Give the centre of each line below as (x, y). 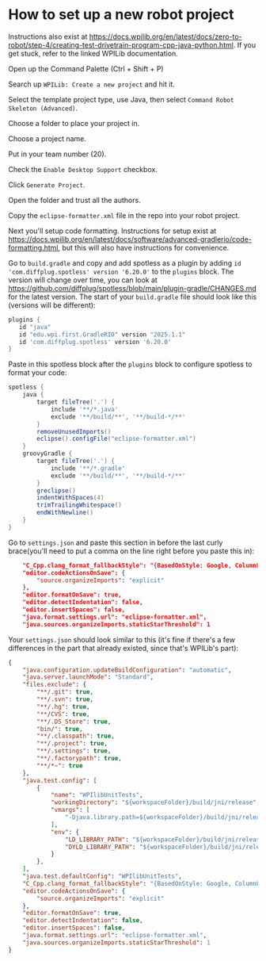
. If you (244, 44)
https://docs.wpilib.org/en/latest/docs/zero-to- (166, 36)
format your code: (38, 373)
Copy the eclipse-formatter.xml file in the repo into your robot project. (124, 215)
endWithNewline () (65, 513)
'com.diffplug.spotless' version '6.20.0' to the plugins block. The (121, 271)
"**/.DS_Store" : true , (74, 722)
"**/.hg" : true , (63, 706)
